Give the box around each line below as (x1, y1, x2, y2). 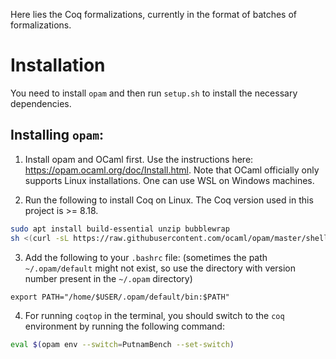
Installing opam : (10, 127, 105, 144)
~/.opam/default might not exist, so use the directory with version (24, 262, 297, 274)
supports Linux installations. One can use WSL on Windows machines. (24, 174, 315, 186)
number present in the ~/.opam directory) (24, 272, 193, 284)
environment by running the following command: (24, 320, 225, 332)
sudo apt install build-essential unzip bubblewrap (10, 224, 230, 234)
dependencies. (10, 97, 72, 109)
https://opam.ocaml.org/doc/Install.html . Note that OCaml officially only (24, 164, 320, 176)
